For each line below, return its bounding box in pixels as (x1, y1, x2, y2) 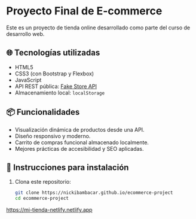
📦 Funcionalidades (6, 107, 80, 117)
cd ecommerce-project (14, 196, 69, 202)
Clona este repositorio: (14, 178, 71, 185)
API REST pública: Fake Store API (14, 83, 97, 90)
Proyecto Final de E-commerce (6, 4, 163, 18)
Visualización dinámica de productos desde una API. (14, 126, 145, 133)
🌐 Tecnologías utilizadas (6, 48, 100, 58)
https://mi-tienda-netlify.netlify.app (6, 206, 93, 214)
